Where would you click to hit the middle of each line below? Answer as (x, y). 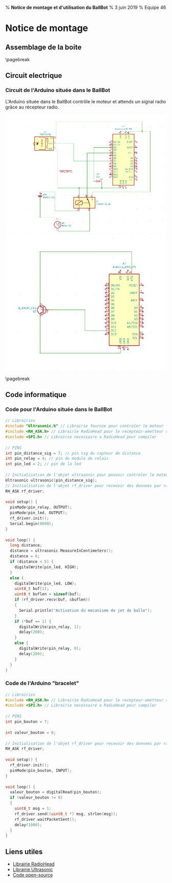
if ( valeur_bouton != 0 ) (36, 798)
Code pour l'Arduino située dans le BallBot (59, 409)
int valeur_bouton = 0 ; (31, 732)
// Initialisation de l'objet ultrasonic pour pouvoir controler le (80, 475)
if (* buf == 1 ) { (33, 621)
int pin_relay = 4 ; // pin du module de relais (57, 459)
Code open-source (33, 875)
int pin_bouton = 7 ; (27, 722)
